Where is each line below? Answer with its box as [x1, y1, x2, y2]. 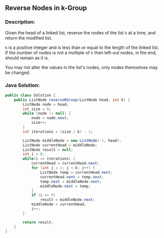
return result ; [23, 220, 54, 225]
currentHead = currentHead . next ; [31, 161, 99, 166]
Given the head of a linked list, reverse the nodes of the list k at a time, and [5, 29, 156, 36]
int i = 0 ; [23, 152, 45, 157]
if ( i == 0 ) [31, 193, 56, 198]
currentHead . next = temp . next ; [40, 174, 104, 179]
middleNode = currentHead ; [31, 202, 87, 207]
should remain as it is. [5, 55, 49, 61]
